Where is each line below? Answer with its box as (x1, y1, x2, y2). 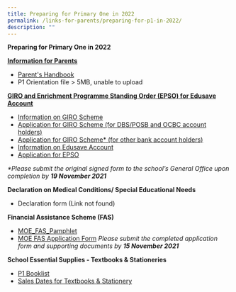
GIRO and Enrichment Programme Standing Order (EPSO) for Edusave (7, 91, 216, 100)
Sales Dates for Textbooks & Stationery (17, 277, 133, 286)
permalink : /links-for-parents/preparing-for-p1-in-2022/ (7, 17, 182, 24)
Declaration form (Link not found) (17, 199, 116, 208)
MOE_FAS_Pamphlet (17, 227, 77, 235)
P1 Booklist (17, 269, 50, 278)
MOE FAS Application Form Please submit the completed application (17, 235, 218, 243)
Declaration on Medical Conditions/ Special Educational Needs (7, 186, 196, 194)
